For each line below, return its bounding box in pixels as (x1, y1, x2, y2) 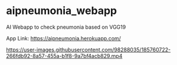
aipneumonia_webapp (6, 4, 117, 18)
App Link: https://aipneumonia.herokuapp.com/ (6, 35, 121, 42)
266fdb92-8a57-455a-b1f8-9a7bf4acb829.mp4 (6, 52, 123, 59)
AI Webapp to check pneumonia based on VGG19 (6, 23, 126, 30)
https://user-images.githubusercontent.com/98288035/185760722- (6, 46, 171, 53)
